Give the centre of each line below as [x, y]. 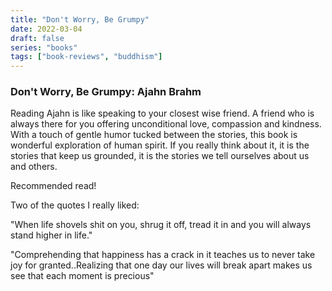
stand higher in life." [51, 235]
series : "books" [44, 47]
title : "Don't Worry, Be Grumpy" [80, 19]
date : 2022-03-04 [46, 29]
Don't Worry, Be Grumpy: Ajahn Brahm [106, 92]
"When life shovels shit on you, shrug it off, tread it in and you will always [161, 225]
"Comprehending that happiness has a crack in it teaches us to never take [163, 255]
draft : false [37, 38]
